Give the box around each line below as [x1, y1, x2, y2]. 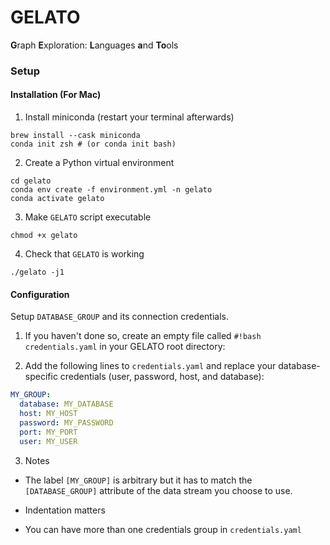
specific [24, 371, 58, 383]
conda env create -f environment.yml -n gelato [10, 185, 213, 195]
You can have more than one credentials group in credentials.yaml [24, 523, 302, 535]
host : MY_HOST [19, 409, 78, 419]
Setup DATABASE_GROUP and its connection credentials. [10, 311, 230, 323]
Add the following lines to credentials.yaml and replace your [24, 360, 277, 372]
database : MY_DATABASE [19, 399, 114, 410]
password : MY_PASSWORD [19, 417, 114, 428]
